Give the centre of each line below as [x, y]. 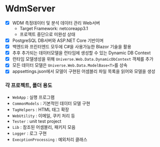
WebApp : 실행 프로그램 [33, 97]
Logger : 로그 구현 [29, 133]
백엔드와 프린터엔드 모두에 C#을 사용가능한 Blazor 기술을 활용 [72, 47]
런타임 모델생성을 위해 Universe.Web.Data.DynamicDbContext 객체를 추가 [83, 59]
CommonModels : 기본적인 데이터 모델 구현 [51, 103]
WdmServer [30, 9]
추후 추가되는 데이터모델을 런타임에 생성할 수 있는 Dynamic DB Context [81, 53]
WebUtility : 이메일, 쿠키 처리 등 [44, 115]
